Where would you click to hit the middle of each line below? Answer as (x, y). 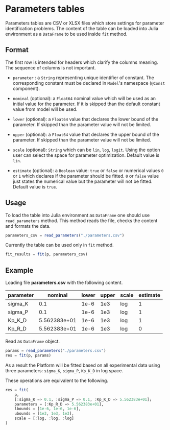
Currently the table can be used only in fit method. (59, 245)
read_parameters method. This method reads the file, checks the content (81, 221)
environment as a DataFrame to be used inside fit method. (66, 34)
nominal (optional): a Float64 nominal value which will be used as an (84, 98)
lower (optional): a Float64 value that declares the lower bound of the (86, 119)
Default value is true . (35, 186)
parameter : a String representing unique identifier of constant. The (83, 78)
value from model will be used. (45, 109)
